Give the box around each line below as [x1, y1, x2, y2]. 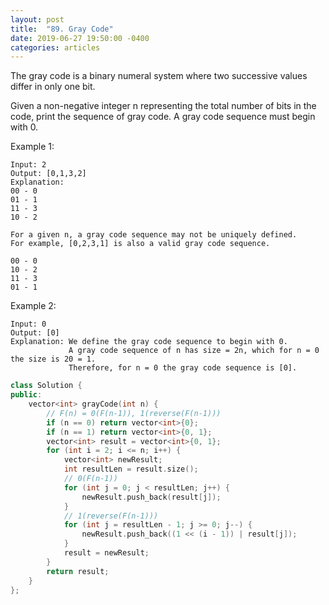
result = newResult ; [63, 548, 150, 558]
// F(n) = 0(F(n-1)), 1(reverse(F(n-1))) [46, 408, 222, 418]
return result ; [46, 566, 110, 576]
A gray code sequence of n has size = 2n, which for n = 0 [68, 346, 320, 356]
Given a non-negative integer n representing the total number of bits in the [10, 100, 317, 112]
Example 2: [10, 300, 57, 312]
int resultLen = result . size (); [63, 464, 199, 475]
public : [10, 390, 43, 400]
